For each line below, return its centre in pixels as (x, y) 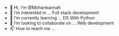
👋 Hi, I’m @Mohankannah (35, 8)
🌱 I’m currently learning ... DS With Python (52, 18)
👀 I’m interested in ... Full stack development (54, 13)
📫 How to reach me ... (32, 28)
